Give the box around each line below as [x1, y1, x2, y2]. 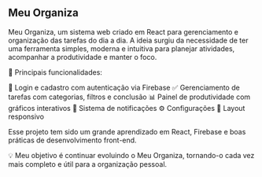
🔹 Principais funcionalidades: [8, 67, 102, 77]
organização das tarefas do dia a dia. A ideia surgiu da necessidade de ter [8, 35, 249, 45]
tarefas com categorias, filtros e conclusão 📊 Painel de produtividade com [8, 92, 251, 101]
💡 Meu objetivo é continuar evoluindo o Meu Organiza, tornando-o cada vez [8, 150, 255, 160]
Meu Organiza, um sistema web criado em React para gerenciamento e [8, 27, 238, 36]
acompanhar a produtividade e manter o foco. [8, 52, 157, 61]
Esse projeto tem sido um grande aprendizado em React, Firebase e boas [8, 127, 246, 136]
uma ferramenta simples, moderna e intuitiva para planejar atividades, [8, 43, 235, 53]
